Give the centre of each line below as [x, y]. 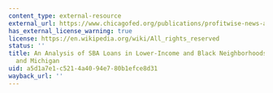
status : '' [27, 46]
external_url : [32, 23]
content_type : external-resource [65, 16]
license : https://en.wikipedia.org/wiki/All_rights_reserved [114, 38]
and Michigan [38, 61]
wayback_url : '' [36, 76]
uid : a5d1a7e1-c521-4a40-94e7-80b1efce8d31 [83, 69]
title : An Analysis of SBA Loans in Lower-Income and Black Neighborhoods [138, 53]
